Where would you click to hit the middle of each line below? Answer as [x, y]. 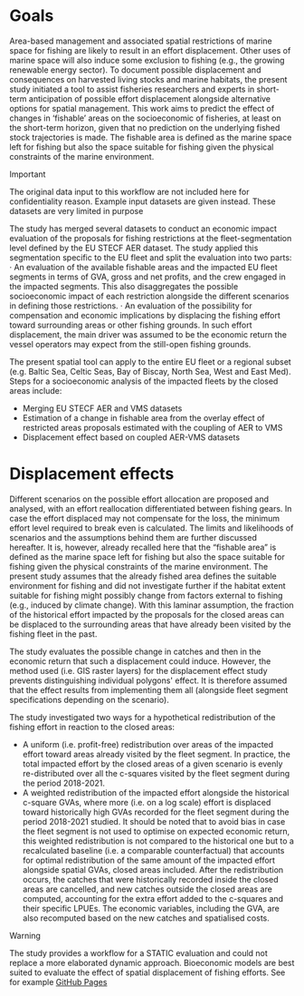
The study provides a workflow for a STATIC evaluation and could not [139, 952]
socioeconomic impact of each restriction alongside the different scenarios [149, 296]
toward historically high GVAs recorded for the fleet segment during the [156, 812]
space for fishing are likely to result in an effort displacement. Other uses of [150, 50]
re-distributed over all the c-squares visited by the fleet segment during [156, 773]
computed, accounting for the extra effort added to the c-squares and [152, 898]
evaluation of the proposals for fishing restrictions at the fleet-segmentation [151, 238]
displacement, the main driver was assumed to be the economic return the [148, 334]
